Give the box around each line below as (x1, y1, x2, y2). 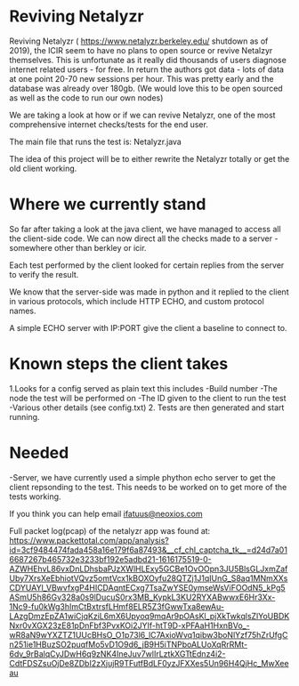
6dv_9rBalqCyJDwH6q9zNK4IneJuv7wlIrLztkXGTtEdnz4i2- (9, 648, 226, 659)
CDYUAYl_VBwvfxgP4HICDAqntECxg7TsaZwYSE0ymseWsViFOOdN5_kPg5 (9, 582, 287, 593)
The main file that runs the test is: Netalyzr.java (9, 136, 182, 147)
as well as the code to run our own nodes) (9, 92, 164, 103)
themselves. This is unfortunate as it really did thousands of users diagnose (9, 54, 287, 65)
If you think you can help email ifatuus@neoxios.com (9, 508, 203, 519)
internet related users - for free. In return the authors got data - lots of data (9, 64, 285, 75)
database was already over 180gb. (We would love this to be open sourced (9, 83, 283, 93)
